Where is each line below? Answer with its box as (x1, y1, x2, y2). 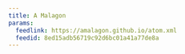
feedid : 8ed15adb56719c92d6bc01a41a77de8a (15, 33, 159, 42)
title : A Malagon (8, 11, 66, 20)
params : (8, 19, 34, 27)
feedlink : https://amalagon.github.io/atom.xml (15, 26, 178, 34)
